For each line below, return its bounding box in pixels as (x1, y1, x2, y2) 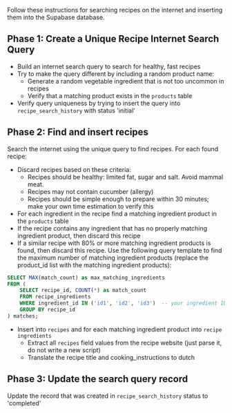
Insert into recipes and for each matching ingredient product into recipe (17, 325, 222, 334)
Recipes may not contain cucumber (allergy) (27, 187, 154, 195)
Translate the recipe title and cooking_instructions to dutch (27, 353, 195, 361)
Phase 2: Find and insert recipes (7, 126, 148, 138)
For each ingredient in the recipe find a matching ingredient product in (17, 209, 217, 218)
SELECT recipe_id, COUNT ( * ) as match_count (19, 287, 147, 294)
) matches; (7, 312, 39, 320)
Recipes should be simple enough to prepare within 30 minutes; (27, 195, 209, 203)
